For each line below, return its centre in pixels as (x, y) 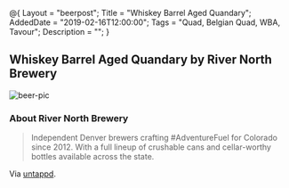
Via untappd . (32, 174)
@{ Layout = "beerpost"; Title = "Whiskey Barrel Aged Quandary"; (130, 13)
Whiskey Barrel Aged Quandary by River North (141, 60)
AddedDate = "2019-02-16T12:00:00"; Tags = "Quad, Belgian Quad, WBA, (145, 22)
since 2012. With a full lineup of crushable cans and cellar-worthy (151, 147)
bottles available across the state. (92, 157)
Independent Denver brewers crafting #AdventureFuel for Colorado (154, 138)
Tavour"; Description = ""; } (59, 32)
